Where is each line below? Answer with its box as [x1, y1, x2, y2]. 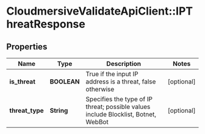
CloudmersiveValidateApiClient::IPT [6, 4, 193, 18]
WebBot [85, 118, 109, 126]
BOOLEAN [49, 77, 81, 86]
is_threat [9, 77, 35, 86]
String [49, 107, 68, 115]
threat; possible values [85, 102, 151, 111]
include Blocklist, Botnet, [85, 110, 157, 118]
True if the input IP [85, 70, 138, 78]
